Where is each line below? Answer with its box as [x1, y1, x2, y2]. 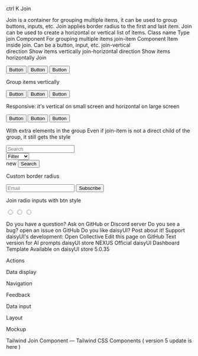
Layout [6, 314, 23, 321]
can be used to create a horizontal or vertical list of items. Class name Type [6, 29, 190, 36]
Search [20, 161, 37, 167]
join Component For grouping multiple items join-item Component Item [6, 35, 178, 42]
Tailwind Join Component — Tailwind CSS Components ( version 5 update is [6, 337, 192, 344]
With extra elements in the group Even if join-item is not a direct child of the [6, 127, 190, 134]
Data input [6, 303, 31, 309]
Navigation [6, 280, 33, 287]
